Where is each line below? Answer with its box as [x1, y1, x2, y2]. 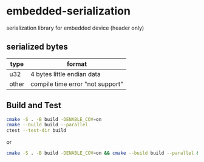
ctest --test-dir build [6, 128, 67, 134]
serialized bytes [6, 42, 69, 52]
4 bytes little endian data [30, 70, 101, 78]
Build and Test [6, 100, 62, 111]
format [66, 59, 87, 68]
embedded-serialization [6, 4, 131, 18]
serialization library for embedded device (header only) [6, 24, 144, 31]
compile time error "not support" [30, 80, 123, 88]
